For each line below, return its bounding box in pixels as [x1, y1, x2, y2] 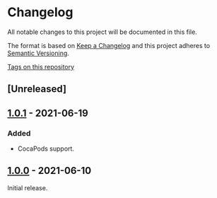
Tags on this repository [7, 62, 75, 71]
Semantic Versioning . [7, 49, 69, 57]
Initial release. [7, 183, 48, 192]
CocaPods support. [17, 144, 74, 153]
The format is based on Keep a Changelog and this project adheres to [7, 41, 211, 49]
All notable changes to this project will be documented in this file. [7, 28, 198, 36]
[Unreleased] [7, 83, 67, 95]
